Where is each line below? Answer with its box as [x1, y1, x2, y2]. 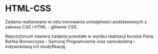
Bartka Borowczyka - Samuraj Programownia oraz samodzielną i [5, 38, 135, 44]
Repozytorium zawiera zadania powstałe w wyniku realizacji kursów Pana [5, 33, 154, 39]
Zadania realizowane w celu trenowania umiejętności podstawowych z [5, 19, 147, 25]
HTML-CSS [5, 3, 51, 14]
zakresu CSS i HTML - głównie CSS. [5, 24, 78, 29]
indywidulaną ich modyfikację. [5, 43, 67, 49]
